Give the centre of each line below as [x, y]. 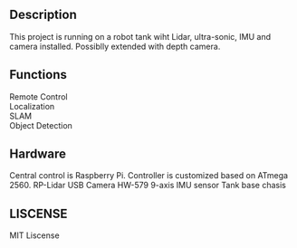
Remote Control [38, 96]
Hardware [38, 154]
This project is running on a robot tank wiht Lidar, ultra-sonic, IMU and [140, 36]
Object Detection [41, 125]
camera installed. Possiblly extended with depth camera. [115, 46]
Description [43, 15]
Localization [32, 106]
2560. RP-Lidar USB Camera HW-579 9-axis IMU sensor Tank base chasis [148, 186]
